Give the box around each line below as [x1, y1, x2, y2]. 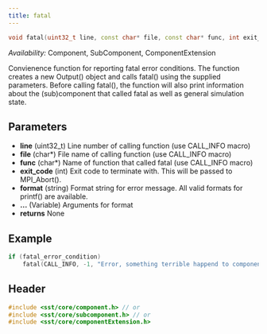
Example [8, 231, 52, 245]
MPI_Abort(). [19, 175, 62, 184]
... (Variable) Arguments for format [19, 200, 133, 210]
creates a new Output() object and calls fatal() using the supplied [8, 72, 221, 81]
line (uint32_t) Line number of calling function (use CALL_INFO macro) [19, 141, 251, 151]
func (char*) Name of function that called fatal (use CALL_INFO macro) [19, 158, 253, 168]
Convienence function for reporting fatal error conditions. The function [8, 63, 240, 72]
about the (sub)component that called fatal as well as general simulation [8, 88, 245, 98]
